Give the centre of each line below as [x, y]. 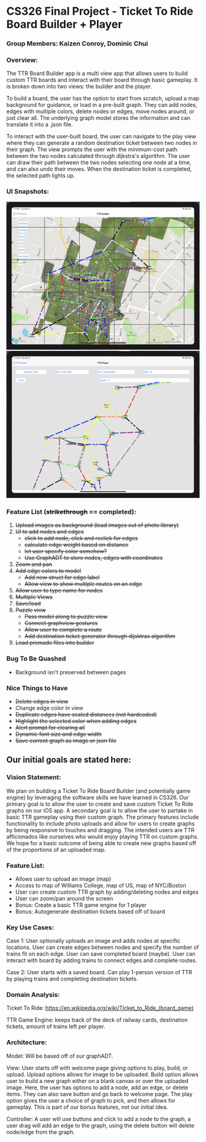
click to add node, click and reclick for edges [81, 538]
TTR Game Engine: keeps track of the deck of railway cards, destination [97, 1020]
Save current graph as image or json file [66, 740]
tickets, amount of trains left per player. [56, 1026]
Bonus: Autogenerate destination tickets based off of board [90, 912]
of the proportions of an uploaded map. [56, 849]
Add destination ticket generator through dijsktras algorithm [100, 636]
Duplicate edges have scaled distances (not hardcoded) [86, 714]
